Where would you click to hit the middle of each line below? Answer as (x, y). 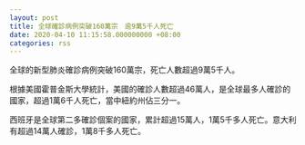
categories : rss (40, 43)
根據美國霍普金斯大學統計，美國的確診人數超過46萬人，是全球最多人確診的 (150, 89)
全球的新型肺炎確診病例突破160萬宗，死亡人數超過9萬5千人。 (125, 70)
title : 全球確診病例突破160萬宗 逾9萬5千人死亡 (92, 26)
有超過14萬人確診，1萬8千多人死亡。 (78, 131)
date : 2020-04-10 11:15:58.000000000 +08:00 (95, 34)
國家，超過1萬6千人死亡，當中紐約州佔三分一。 (97, 101)
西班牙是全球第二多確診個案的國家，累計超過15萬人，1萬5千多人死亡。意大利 (153, 120)
